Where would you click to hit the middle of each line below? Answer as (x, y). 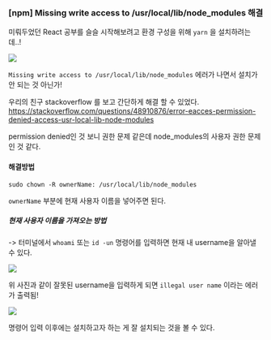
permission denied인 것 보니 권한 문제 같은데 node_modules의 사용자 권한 (127, 136)
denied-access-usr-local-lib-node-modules (81, 120)
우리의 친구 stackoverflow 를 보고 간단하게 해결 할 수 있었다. (104, 102)
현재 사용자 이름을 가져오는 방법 (57, 221)
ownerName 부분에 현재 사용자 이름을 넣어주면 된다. (87, 200)
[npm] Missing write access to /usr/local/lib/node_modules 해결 (136, 12)
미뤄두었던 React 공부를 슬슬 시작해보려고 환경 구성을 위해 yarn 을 (112, 32)
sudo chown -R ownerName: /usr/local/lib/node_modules (103, 184)
